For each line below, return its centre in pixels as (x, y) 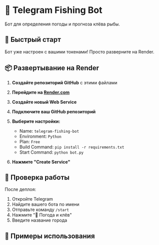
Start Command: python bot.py (51, 152)
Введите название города (39, 220)
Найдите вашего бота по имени (45, 205)
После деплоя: (20, 190)
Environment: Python (40, 136)
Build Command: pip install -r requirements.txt (72, 147)
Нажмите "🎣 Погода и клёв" (42, 215)
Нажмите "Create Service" (41, 162)
